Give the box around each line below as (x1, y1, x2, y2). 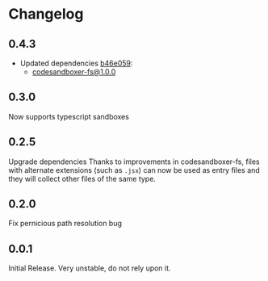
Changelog (8, 5, 84, 23)
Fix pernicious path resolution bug (8, 219, 123, 229)
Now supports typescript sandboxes (8, 111, 129, 121)
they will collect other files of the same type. (8, 174, 156, 183)
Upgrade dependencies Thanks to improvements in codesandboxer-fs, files (8, 157, 260, 166)
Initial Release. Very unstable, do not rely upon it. (8, 263, 171, 273)
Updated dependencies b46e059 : (19, 58, 133, 68)
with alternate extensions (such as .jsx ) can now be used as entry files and (8, 165, 260, 174)
